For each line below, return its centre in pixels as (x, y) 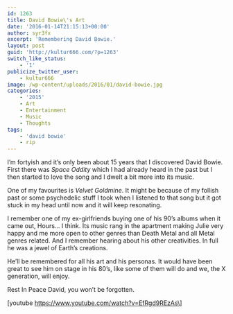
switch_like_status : (37, 59)
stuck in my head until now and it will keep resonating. (85, 205)
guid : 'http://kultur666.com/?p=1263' (63, 53)
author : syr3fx (29, 33)
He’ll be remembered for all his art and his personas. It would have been (110, 261)
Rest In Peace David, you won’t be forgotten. (71, 290)
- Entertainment (43, 110)
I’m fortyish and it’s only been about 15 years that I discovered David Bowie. (115, 162)
